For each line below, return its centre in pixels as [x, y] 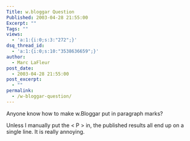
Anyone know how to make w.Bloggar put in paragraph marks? [85, 113]
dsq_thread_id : [25, 46]
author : [16, 57]
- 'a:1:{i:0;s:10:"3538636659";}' [55, 51]
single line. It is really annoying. [46, 131]
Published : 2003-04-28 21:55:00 [47, 18]
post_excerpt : [24, 79]
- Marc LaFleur [31, 62]
